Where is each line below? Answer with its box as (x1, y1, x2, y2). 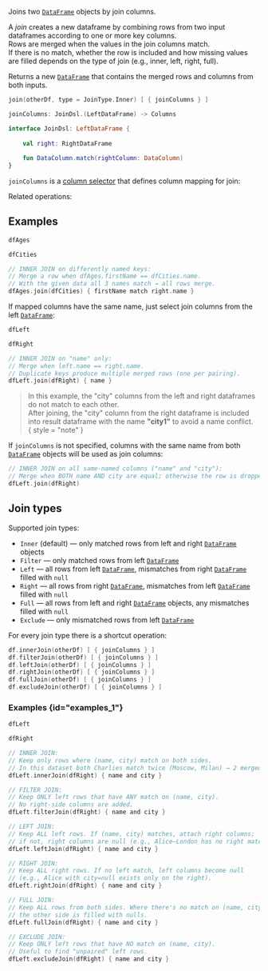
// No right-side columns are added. (8, 801, 134, 809)
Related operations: (8, 192, 73, 201)
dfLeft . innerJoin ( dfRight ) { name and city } (8, 771, 162, 779)
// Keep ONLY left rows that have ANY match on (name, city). (8, 793, 219, 801)
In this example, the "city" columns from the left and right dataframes (27, 391, 256, 401)
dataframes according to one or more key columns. (8, 31, 177, 40)
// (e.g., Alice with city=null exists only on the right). (8, 874, 213, 882)
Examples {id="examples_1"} (8, 701, 124, 713)
